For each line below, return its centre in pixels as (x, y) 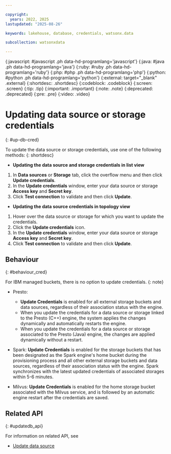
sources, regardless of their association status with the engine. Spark (86, 366)
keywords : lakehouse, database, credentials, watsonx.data (69, 33)
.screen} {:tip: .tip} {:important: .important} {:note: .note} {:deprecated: (79, 89)
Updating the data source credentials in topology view (71, 207)
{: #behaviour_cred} (26, 272)
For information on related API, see (42, 436)
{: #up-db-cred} (22, 140)
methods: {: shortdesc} (30, 155)
